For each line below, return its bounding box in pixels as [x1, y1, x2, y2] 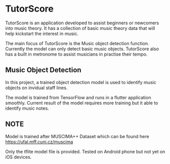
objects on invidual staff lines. [5, 85, 67, 91]
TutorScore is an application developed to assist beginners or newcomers [5, 20, 159, 26]
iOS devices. [5, 154, 32, 160]
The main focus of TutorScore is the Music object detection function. [5, 40, 149, 46]
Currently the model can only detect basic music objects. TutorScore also [5, 46, 159, 52]
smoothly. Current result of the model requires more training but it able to [5, 100, 158, 106]
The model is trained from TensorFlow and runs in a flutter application [5, 94, 151, 100]
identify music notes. [5, 105, 49, 111]
